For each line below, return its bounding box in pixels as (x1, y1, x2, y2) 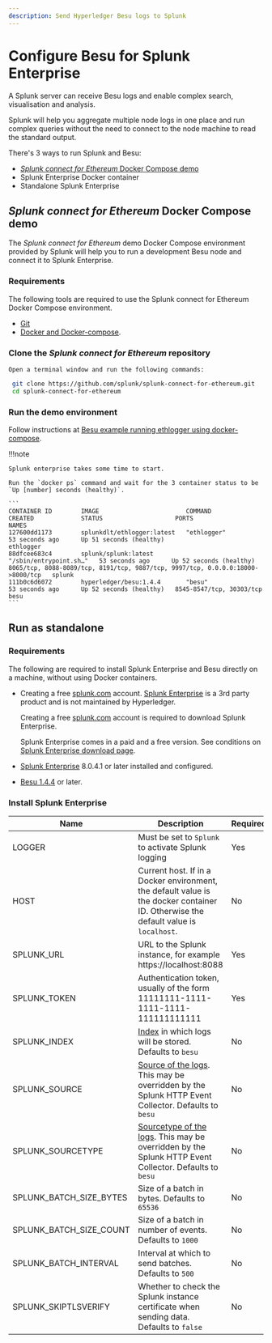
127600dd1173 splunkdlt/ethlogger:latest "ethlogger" (8, 529, 227, 537)
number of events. (138, 1224, 208, 1235)
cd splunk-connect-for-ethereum (11, 387, 121, 395)
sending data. (138, 1311, 190, 1322)
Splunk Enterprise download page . (19, 746, 136, 755)
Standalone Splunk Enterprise (19, 181, 120, 190)
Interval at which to (138, 1247, 211, 1259)
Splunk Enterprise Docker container (19, 172, 140, 182)
